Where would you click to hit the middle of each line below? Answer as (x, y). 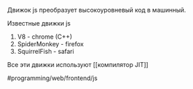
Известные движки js (39, 23)
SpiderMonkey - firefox (50, 44)
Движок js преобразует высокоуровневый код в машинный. (96, 10)
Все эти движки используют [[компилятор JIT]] (78, 65)
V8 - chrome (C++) (45, 37)
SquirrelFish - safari (45, 51)
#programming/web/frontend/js (52, 78)
